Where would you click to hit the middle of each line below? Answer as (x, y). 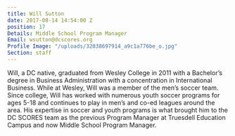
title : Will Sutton (36, 14)
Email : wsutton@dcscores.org (50, 40)
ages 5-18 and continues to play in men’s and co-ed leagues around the (111, 102)
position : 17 (26, 27)
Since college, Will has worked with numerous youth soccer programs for (114, 95)
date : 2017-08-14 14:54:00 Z (50, 20)
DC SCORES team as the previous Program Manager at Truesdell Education (117, 117)
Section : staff (30, 53)
